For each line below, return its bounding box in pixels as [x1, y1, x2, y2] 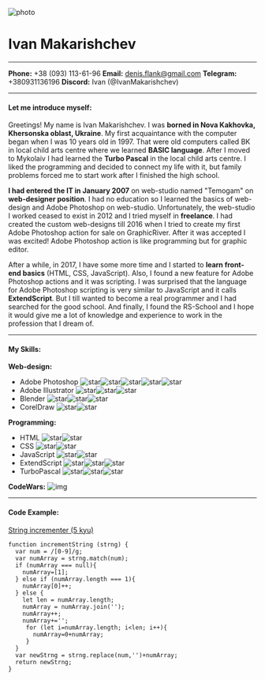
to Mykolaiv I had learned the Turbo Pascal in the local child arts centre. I [8, 154, 247, 164]
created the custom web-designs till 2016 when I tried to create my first [8, 220, 241, 229]
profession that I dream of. [8, 319, 95, 328]
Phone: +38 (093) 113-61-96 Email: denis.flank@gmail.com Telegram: [8, 68, 237, 78]
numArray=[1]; [22, 568, 69, 576]
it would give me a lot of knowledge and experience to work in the [8, 311, 222, 320]
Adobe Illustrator [19, 386, 75, 395]
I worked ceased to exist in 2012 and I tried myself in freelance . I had [8, 211, 233, 221]
